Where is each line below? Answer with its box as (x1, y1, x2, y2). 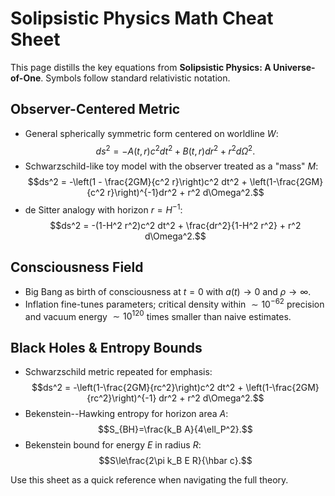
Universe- (272, 61, 316, 73)
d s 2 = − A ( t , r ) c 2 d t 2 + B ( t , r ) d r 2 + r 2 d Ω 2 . (95, 143, 256, 157)
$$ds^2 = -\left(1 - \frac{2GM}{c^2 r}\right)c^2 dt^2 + (27, 176, 248, 188)
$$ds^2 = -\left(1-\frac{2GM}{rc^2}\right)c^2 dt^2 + (31, 382, 244, 393)
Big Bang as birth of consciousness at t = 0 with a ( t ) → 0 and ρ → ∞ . (24, 285, 312, 297)
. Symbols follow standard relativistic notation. (40, 72, 231, 84)
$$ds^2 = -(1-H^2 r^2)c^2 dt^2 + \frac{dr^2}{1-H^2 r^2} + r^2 (49, 220, 302, 232)
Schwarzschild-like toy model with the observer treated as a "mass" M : (24, 160, 319, 172)
